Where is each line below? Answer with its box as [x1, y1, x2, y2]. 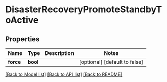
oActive [5, 14, 39, 26]
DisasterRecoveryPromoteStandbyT [5, 4, 162, 15]
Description [45, 50, 74, 57]
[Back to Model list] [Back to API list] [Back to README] [5, 71, 123, 77]
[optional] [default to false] [79, 59, 144, 65]
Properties [5, 35, 40, 43]
